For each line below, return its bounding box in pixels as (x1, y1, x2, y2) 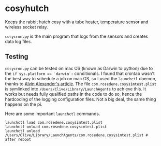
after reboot (5, 137, 31, 142)
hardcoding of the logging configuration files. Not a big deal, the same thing (5, 96, 156, 102)
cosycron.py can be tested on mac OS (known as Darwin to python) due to (5, 65, 153, 71)
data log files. (5, 38, 32, 44)
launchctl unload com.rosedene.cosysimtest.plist (5, 124, 107, 129)
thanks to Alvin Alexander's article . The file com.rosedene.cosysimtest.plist (5, 81, 157, 87)
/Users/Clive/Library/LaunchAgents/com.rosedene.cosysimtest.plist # (5, 132, 148, 138)
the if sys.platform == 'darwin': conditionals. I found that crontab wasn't (5, 71, 155, 76)
